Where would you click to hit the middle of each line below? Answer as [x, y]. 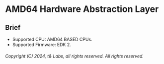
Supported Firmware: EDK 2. [41, 45]
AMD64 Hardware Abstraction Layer [82, 9]
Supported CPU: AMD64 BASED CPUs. [52, 39]
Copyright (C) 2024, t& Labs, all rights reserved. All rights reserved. [75, 56]
